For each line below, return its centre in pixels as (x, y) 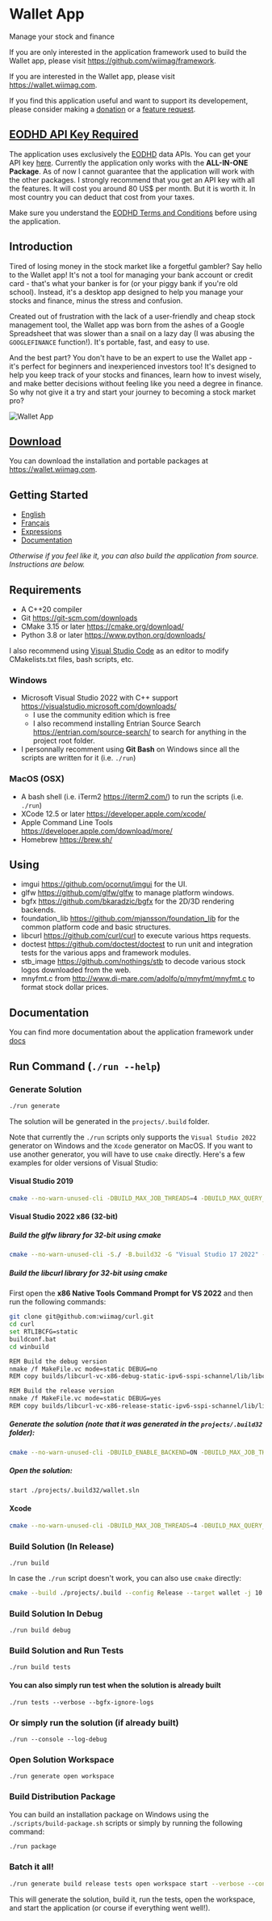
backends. (38, 910)
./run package (33, 1846)
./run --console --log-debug (58, 1739)
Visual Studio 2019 (41, 1182)
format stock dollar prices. (65, 988)
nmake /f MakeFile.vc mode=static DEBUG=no (84, 1369)
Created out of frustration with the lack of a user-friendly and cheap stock (132, 316)
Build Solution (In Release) (62, 1546)
